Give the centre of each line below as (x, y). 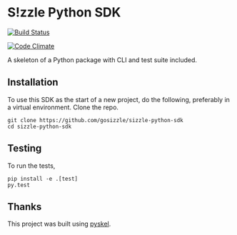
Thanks (25, 207)
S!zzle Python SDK (64, 12)
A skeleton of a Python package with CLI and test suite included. (102, 60)
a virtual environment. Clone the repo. (63, 107)
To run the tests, (31, 166)
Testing (25, 148)
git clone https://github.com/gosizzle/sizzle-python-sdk (95, 120)
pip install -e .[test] (43, 179)
